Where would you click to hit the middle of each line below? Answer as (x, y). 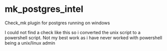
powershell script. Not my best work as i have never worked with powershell (83, 38)
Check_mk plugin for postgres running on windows (57, 23)
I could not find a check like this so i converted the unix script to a (73, 32)
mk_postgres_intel (44, 9)
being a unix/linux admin (30, 43)
